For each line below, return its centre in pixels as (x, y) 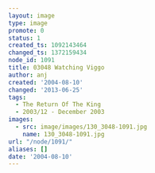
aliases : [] (28, 149)
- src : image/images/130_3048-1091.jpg (81, 127)
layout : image (32, 16)
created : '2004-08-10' (46, 82)
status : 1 (25, 38)
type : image (28, 23)
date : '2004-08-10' (41, 156)
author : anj (28, 75)
